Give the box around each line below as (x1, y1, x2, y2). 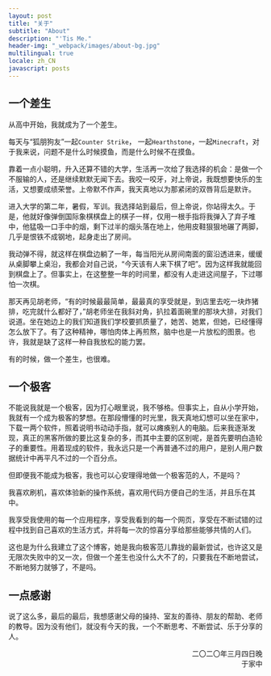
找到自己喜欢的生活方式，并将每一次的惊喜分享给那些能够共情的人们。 (22, 525, 256, 534)
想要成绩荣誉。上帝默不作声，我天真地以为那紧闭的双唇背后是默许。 (29, 184, 256, 194)
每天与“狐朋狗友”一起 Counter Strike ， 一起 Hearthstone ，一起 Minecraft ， (8, 137, 252, 146)
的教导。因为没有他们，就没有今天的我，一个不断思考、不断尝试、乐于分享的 (8, 622, 263, 632)
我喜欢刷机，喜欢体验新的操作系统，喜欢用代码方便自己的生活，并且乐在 (8, 488, 248, 497)
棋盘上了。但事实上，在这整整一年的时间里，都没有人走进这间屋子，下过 (15, 268, 256, 279)
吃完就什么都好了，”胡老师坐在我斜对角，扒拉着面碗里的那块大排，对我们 (22, 306, 263, 316)
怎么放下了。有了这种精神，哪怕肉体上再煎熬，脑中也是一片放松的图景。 (8, 327, 248, 336)
